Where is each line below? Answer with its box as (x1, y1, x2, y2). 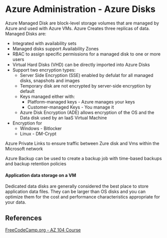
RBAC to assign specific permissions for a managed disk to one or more (12, 51, 161, 57)
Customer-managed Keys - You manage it (27, 104, 114, 110)
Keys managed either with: (19, 93, 75, 99)
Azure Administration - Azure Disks (5, 3, 156, 15)
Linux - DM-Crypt (19, 130, 56, 136)
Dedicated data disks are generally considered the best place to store (5, 183, 149, 189)
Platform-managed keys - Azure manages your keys (27, 98, 135, 104)
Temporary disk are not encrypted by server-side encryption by (19, 82, 151, 88)
